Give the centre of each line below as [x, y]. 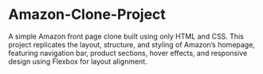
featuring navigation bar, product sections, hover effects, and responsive [128, 53]
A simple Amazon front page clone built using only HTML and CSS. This [126, 36]
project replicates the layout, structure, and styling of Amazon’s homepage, [131, 44]
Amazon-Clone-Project [87, 15]
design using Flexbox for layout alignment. [78, 61]
